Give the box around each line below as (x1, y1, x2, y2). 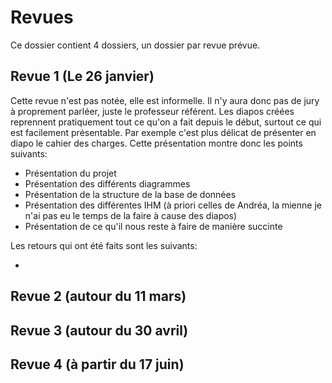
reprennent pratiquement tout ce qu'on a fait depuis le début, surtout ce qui (10, 116, 322, 128)
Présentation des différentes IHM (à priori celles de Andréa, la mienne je (24, 199, 322, 211)
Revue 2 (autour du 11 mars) (10, 288, 187, 305)
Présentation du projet (24, 167, 117, 179)
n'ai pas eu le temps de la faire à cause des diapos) (24, 209, 238, 221)
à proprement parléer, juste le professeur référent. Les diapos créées (10, 105, 295, 117)
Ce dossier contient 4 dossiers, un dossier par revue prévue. (10, 39, 261, 51)
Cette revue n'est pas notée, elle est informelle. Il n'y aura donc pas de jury (10, 94, 320, 106)
